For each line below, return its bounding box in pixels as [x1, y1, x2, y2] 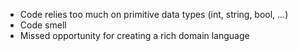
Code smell [19, 19, 67, 31]
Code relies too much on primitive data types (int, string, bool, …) [19, 9, 289, 20]
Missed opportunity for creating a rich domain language [19, 30, 250, 41]
